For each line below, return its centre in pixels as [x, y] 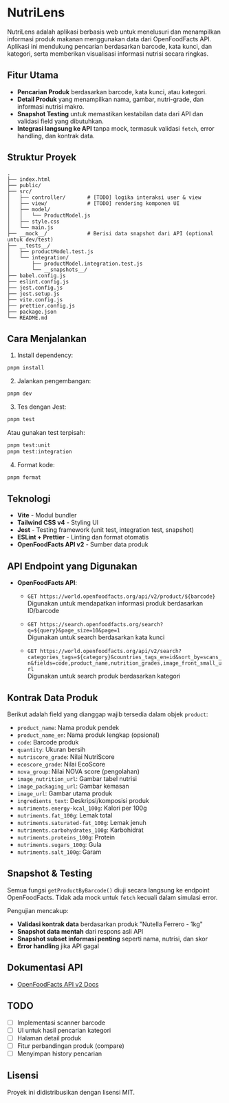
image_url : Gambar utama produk [64, 793]
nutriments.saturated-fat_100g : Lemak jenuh [81, 823]
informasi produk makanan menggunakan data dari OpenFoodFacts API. [109, 39]
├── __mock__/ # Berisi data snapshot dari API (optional [110, 233]
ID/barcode [43, 611]
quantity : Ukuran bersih [51, 750]
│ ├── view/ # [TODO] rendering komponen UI [94, 203]
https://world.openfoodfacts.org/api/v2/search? [111, 652]
